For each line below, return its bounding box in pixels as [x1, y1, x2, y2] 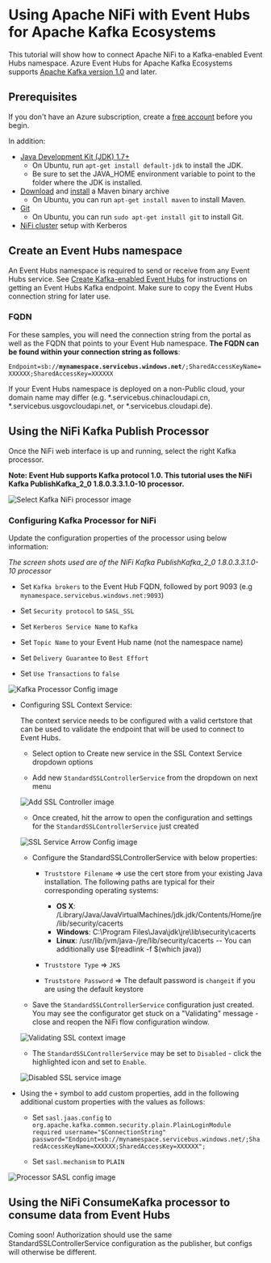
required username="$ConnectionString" [31, 1128, 167, 1136]
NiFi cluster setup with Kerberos [19, 220, 127, 230]
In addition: [8, 136, 46, 146]
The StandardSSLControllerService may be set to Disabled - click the [31, 1048, 262, 1057]
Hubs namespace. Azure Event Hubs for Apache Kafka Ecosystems [8, 58, 233, 68]
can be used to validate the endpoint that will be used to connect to [19, 724, 244, 734]
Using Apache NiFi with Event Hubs [8, 6, 251, 24]
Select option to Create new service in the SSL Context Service [31, 748, 243, 758]
